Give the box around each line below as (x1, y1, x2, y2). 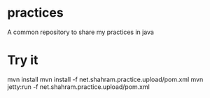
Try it (7, 52, 38, 68)
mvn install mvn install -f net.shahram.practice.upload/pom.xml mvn (7, 75, 204, 83)
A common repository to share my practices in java (7, 28, 154, 36)
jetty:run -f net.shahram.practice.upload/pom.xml (7, 82, 150, 91)
